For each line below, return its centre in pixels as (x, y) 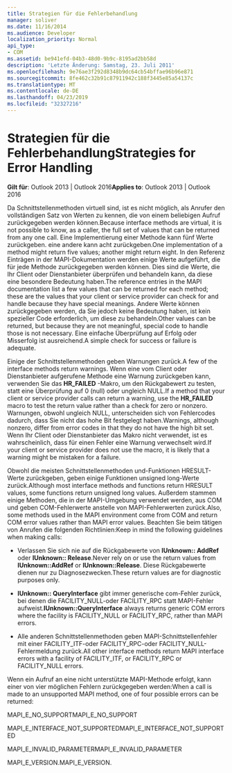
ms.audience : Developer (42, 33)
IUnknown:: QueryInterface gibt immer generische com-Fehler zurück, (119, 593)
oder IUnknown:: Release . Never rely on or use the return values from (116, 558)
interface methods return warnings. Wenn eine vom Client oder (97, 368)
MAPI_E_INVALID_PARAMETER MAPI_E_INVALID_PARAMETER (95, 749)
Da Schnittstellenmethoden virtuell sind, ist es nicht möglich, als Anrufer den (116, 207)
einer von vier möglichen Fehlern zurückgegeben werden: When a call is (110, 686)
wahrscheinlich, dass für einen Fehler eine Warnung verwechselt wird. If (109, 442)
